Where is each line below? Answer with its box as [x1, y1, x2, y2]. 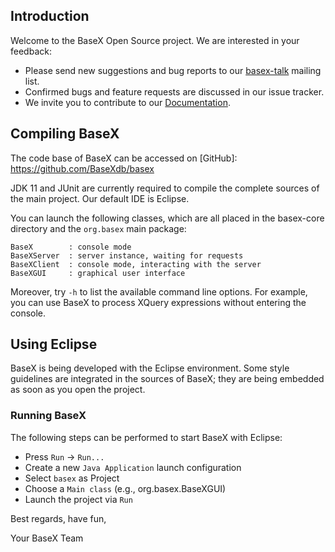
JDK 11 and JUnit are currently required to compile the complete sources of [10, 182, 320, 194]
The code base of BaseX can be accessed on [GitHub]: [10, 152, 238, 164]
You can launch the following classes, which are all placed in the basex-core [10, 212, 325, 224]
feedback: [10, 45, 52, 57]
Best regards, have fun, [10, 512, 107, 524]
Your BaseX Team [10, 532, 84, 544]
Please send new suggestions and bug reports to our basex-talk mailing [24, 64, 322, 76]
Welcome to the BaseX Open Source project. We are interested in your [10, 34, 300, 46]
